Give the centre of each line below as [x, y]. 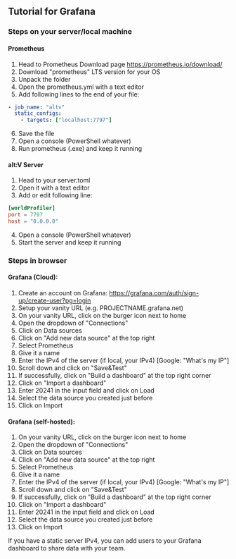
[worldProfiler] [32, 208]
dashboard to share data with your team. [67, 548]
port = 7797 [25, 215]
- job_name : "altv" [37, 107]
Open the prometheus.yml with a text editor [81, 87]
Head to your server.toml [54, 180]
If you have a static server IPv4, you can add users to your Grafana [105, 541]
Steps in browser [38, 260]
